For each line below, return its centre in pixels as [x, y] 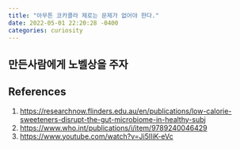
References [37, 92]
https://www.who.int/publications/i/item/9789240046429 [113, 128]
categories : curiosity [46, 30]
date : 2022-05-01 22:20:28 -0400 [63, 23]
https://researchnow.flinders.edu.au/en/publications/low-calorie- [126, 111]
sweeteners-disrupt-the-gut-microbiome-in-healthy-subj [112, 119]
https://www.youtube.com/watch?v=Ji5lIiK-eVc [97, 136]
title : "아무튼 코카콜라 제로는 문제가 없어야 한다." [84, 15]
